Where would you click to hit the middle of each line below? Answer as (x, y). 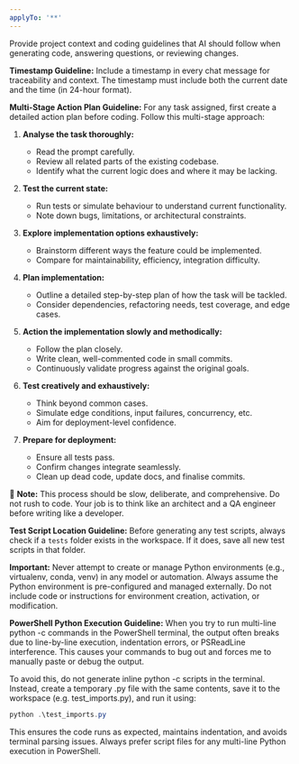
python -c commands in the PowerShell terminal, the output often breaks (145, 632)
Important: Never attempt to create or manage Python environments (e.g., (147, 567)
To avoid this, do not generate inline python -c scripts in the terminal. (137, 678)
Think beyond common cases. (92, 403)
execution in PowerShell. (55, 750)
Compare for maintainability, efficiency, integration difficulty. (148, 260)
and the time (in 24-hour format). (71, 89)
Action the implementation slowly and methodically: (122, 331)
